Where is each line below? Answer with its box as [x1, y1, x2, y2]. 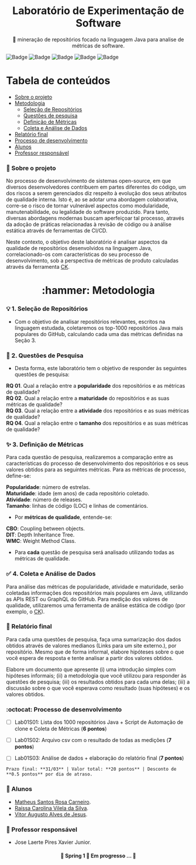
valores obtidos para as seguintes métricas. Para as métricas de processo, [6, 466, 186, 473]
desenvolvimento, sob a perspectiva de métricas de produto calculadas [6, 257, 179, 264]
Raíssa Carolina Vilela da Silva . [14, 804, 89, 812]
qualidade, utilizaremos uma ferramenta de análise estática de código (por [6, 601, 185, 608]
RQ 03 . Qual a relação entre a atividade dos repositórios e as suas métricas [6, 407, 189, 414]
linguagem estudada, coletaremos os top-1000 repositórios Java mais [14, 324, 183, 331]
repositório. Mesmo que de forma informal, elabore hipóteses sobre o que [6, 648, 184, 655]
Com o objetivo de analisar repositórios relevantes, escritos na [14, 318, 166, 325]
